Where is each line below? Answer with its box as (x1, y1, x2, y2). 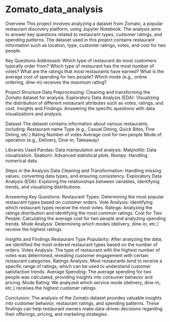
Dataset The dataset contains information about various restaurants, (5, 120, 149, 127)
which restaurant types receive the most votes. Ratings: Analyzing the (5, 204, 153, 210)
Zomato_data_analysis (5, 4, 103, 15)
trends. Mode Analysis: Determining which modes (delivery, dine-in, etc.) (5, 220, 159, 227)
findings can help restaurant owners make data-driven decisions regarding (5, 305, 163, 312)
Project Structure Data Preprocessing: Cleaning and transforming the (5, 89, 151, 95)
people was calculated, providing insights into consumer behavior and (5, 274, 153, 280)
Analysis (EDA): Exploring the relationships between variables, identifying (5, 178, 160, 184)
